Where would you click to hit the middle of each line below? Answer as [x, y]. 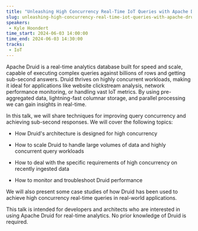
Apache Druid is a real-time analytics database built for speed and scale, [95, 67]
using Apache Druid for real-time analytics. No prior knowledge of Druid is [96, 215]
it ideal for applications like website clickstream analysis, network [85, 85]
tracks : [16, 45]
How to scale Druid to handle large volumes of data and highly [90, 144]
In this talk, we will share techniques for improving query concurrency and [96, 115]
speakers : [18, 22]
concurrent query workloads [49, 151]
